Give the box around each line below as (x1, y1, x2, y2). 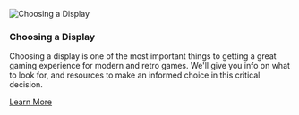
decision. (9, 79, 43, 90)
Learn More (9, 96, 53, 107)
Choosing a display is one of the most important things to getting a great (9, 51, 277, 62)
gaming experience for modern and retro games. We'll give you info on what (9, 61, 291, 71)
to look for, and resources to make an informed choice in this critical (9, 70, 261, 80)
